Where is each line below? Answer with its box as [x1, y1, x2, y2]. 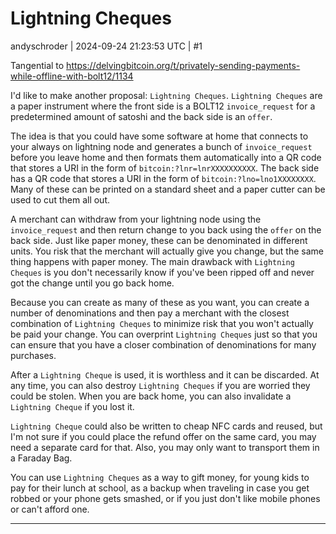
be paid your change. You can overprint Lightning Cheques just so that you [10, 328, 318, 340]
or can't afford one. [10, 503, 90, 515]
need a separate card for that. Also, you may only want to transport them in [10, 441, 320, 453]
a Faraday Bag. [10, 452, 73, 464]
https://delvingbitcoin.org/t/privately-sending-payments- [66, 59, 301, 71]
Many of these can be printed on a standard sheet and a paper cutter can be [10, 183, 326, 195]
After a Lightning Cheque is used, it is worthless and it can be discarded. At [10, 368, 320, 381]
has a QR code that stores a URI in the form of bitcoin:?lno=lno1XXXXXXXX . [10, 172, 317, 184]
